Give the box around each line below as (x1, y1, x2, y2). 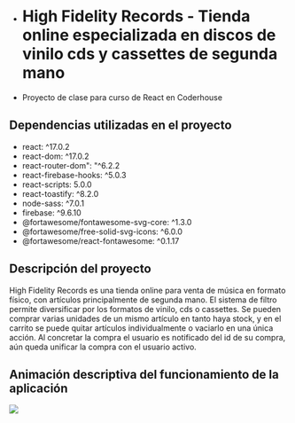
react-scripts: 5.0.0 (21, 179, 92, 190)
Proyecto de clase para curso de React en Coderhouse (21, 91, 223, 103)
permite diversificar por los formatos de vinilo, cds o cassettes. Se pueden (9, 303, 282, 314)
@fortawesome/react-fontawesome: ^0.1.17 (21, 235, 180, 246)
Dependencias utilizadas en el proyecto (9, 118, 232, 133)
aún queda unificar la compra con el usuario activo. (9, 341, 197, 352)
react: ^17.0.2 (21, 141, 70, 152)
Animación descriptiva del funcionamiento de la (9, 366, 279, 382)
